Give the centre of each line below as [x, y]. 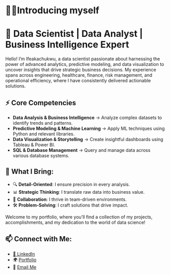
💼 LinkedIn [24, 254]
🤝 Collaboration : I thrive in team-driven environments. [69, 199]
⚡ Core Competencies [41, 102]
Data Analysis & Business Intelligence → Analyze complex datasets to [87, 118]
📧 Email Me [25, 267]
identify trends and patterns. [43, 123]
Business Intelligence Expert [67, 45]
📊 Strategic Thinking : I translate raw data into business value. [79, 192]
